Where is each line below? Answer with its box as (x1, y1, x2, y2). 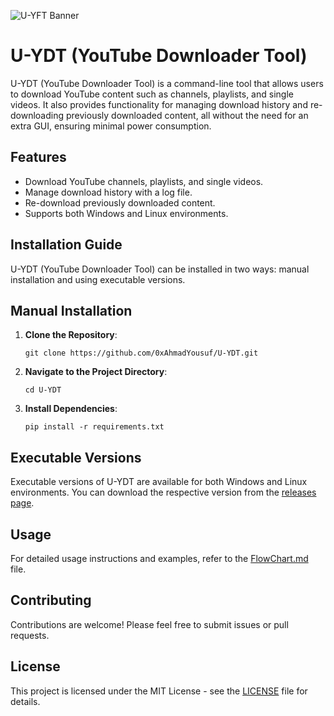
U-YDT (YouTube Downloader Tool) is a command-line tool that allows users (10, 77, 324, 89)
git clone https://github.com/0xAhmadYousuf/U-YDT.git (24, 348, 259, 359)
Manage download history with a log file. (24, 186, 193, 198)
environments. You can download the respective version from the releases (10, 486, 317, 499)
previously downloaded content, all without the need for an (65, 109, 309, 121)
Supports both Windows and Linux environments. (24, 207, 229, 219)
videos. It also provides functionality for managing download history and (10, 98, 308, 110)
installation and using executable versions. (10, 273, 186, 285)
